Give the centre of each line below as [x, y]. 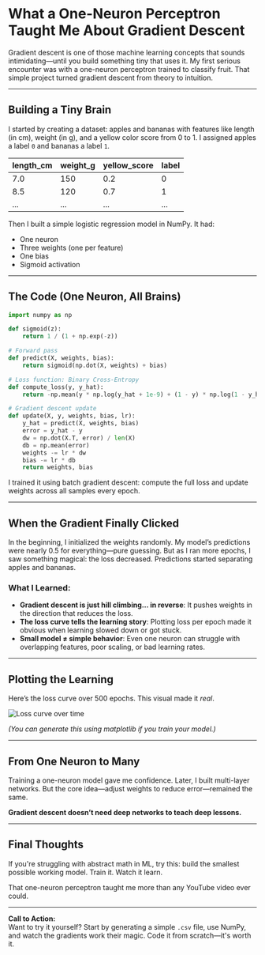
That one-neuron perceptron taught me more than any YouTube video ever [129, 887]
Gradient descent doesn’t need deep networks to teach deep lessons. [125, 813]
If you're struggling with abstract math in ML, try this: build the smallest [124, 863]
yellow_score [128, 165]
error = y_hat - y [52, 431]
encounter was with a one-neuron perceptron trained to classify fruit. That [129, 69]
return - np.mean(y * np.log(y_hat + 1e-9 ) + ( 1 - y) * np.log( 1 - [134, 394]
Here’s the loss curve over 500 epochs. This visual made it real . [112, 698]
